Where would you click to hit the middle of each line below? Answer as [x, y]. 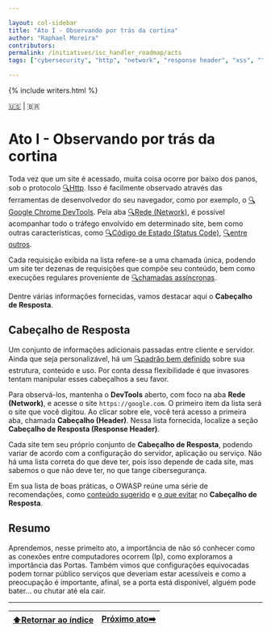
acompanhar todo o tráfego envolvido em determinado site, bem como [126, 224]
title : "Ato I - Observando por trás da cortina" [94, 30]
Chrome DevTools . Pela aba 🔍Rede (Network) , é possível [130, 211]
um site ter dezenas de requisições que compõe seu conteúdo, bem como [132, 268]
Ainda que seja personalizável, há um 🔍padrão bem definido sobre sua [127, 358]
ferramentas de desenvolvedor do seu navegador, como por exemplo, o [128, 199]
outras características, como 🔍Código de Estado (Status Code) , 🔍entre [128, 232]
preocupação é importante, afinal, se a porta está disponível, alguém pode [132, 582]
